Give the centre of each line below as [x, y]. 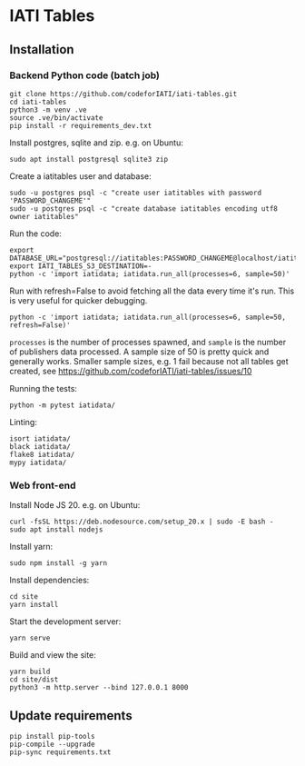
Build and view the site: [53, 655]
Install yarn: [31, 547]
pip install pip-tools [52, 736]
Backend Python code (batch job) [85, 75]
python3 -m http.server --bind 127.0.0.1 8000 [99, 688]
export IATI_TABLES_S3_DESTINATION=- [81, 266]
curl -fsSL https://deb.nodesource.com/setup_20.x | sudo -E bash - [142, 522]
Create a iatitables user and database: [80, 176]
